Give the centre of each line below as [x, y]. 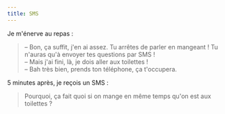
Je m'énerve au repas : [40, 33]
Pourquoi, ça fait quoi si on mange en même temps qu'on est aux [117, 96]
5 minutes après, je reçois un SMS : [58, 82]
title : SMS [23, 14]
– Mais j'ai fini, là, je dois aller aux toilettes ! [86, 62]
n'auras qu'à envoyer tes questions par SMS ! [90, 54]
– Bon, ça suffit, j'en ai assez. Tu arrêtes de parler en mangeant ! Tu [121, 47]
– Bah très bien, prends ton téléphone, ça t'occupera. [101, 69]
